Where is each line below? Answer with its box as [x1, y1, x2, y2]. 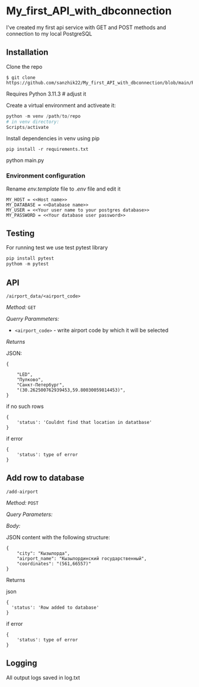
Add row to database [6, 473, 85, 483]
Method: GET [6, 304, 37, 311]
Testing [6, 229, 35, 239]
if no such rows [6, 403, 44, 410]
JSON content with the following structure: [6, 533, 111, 541]
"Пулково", [17, 377, 44, 383]
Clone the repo [6, 63, 43, 70]
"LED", [17, 372, 33, 378]
